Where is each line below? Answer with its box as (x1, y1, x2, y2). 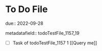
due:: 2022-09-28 (5, 20, 43, 26)
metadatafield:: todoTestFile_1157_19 (5, 30, 80, 36)
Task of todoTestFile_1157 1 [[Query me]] (12, 39, 97, 46)
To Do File (5, 4, 48, 15)
